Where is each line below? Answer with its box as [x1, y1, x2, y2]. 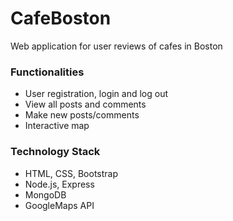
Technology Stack [10, 145, 101, 159]
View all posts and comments [24, 98, 147, 111]
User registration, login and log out [24, 88, 169, 100]
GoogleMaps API [24, 199, 95, 211]
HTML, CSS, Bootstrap [24, 167, 118, 179]
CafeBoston [10, 7, 112, 30]
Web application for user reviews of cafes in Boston [10, 40, 223, 52]
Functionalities [10, 65, 85, 79]
